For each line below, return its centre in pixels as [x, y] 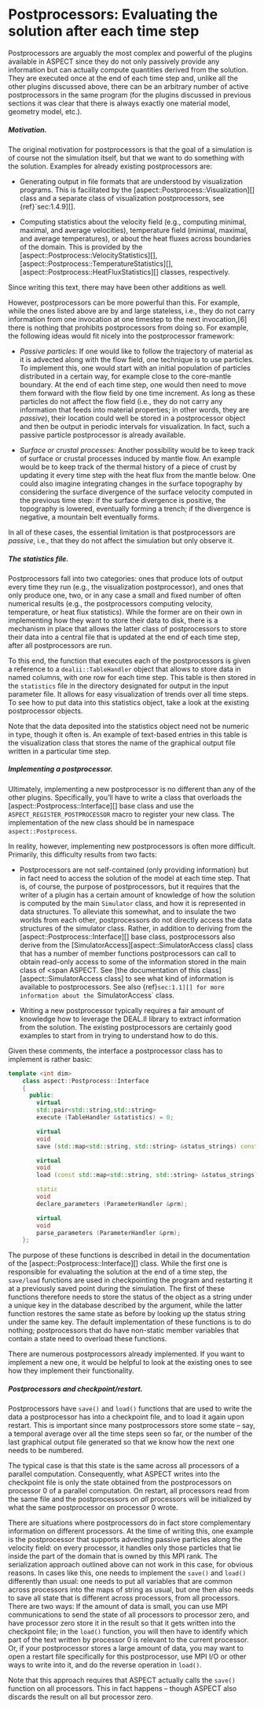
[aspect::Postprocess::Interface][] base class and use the [101, 805]
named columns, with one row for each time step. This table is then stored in [132, 677]
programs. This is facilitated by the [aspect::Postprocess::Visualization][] [137, 190]
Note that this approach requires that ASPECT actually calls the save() [122, 1680]
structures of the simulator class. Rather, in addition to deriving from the [136, 928]
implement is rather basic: [50, 1059]
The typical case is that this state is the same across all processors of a [124, 1466]
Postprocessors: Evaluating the [113, 15]
